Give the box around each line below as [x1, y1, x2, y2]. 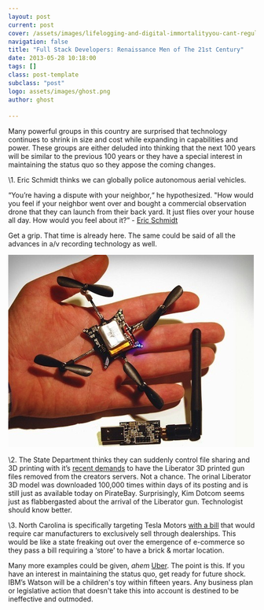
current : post [8, 20, 55, 29]
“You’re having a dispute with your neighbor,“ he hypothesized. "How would [8, 190, 254, 200]
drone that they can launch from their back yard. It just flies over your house [8, 207, 255, 216]
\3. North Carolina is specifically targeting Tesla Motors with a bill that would [8, 520, 255, 531]
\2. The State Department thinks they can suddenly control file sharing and [8, 455, 250, 464]
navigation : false [8, 38, 68, 46]
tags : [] [8, 63, 37, 71]
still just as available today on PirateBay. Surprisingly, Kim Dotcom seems [8, 489, 245, 498]
